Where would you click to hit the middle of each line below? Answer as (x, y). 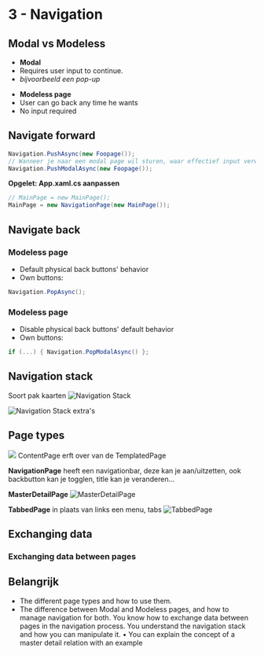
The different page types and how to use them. (96, 601)
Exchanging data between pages (72, 556)
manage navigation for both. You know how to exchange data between (134, 617)
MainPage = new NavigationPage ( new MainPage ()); (89, 205)
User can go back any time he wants (79, 103)
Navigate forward (52, 136)
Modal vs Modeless (57, 44)
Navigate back (44, 230)
